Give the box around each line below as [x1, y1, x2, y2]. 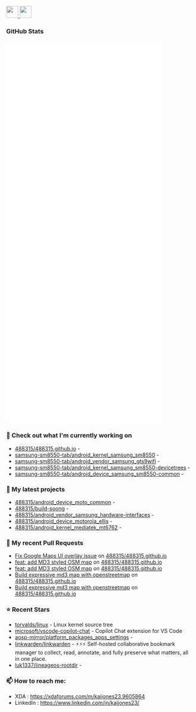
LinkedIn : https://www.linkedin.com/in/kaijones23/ [14, 699, 140, 706]
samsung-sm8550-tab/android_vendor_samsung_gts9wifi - [14, 457, 160, 464]
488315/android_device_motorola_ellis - [14, 517, 113, 524]
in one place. [14, 655, 47, 663]
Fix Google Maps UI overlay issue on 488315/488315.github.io [14, 552, 167, 560]
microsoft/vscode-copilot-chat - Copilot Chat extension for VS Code [14, 627, 182, 635]
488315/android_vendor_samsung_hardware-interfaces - [14, 511, 154, 518]
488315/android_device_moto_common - [14, 498, 115, 505]
